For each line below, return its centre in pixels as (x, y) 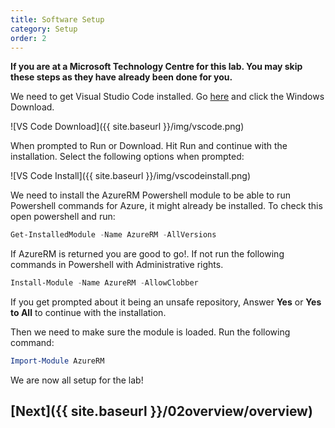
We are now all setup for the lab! (77, 380)
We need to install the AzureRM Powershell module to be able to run (150, 195)
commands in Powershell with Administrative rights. (117, 265)
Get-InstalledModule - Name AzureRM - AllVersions (113, 235)
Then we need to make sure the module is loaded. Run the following (150, 332)
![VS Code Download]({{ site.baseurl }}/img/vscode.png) (127, 127)
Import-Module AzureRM (57, 361)
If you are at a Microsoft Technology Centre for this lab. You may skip (156, 67)
